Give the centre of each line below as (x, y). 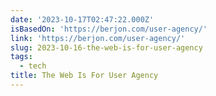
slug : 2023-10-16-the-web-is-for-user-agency (106, 47)
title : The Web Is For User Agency (84, 76)
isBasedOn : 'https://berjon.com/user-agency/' (109, 29)
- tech (33, 66)
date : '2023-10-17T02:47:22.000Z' (82, 19)
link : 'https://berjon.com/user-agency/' (98, 38)
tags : (21, 57)
